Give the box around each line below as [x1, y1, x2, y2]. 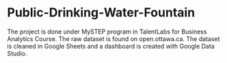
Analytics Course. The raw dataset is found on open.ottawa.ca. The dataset [7, 34, 220, 42]
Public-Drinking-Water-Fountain [7, 5, 196, 21]
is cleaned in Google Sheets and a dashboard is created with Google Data [7, 42, 215, 50]
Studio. [7, 49, 27, 58]
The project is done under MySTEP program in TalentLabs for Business [7, 27, 207, 36]
